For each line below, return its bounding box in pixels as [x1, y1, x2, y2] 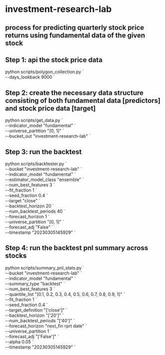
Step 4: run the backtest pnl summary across [5, 244, 149, 252]
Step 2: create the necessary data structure [5, 89, 144, 97]
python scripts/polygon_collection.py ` [5, 69, 84, 75]
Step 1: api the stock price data [5, 56, 103, 64]
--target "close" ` [5, 198, 41, 204]
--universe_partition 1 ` [5, 328, 52, 334]
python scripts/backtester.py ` [5, 161, 67, 167]
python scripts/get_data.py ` [5, 117, 63, 123]
